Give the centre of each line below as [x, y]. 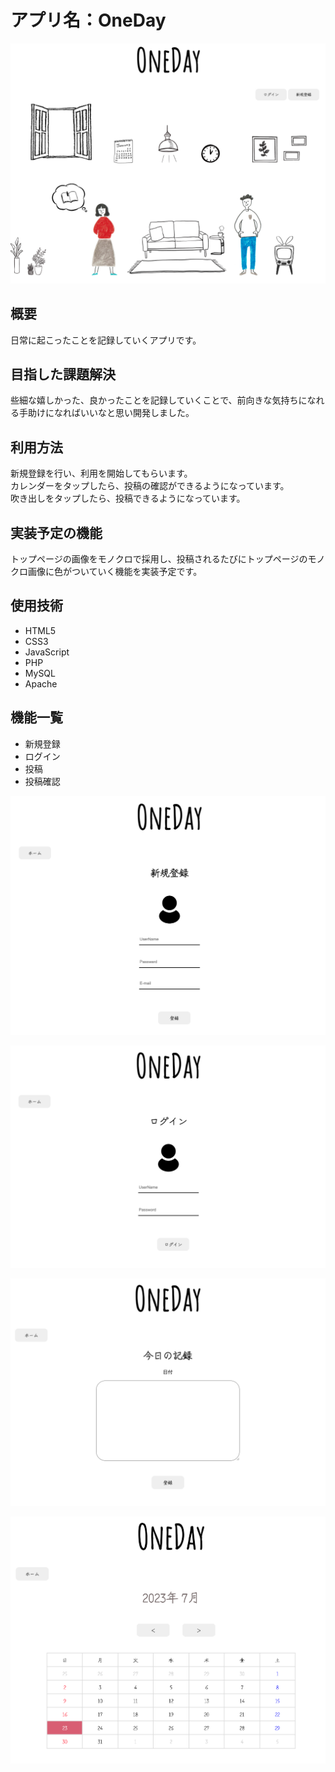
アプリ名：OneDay [88, 20]
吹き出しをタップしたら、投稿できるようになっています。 [128, 498]
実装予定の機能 [56, 532]
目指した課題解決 [63, 374]
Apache [41, 683]
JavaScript [47, 652]
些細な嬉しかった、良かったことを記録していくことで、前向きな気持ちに [159, 400]
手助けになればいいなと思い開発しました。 [106, 413]
